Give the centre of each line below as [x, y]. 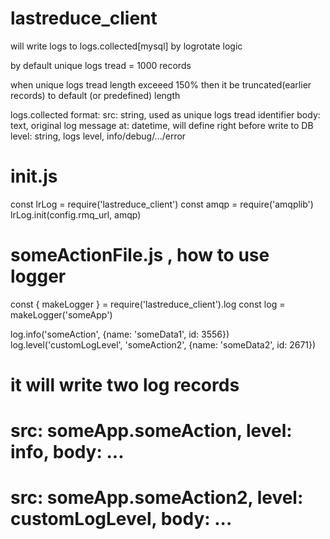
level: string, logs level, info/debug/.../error [98, 136]
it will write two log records [125, 385]
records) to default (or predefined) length [95, 95]
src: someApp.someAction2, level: [157, 498]
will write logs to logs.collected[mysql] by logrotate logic [126, 46]
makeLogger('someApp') [61, 314]
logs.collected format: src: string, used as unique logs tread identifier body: [165, 114]
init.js [34, 176]
